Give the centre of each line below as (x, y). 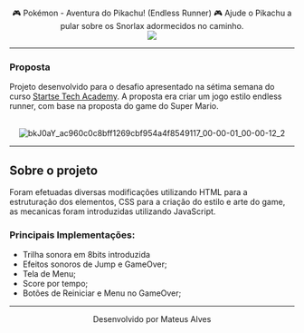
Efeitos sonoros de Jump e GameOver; (95, 264)
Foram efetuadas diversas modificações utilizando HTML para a (128, 192)
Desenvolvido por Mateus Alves (152, 319)
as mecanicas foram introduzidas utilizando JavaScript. (113, 211)
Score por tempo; (55, 284)
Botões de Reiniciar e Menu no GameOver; (102, 293)
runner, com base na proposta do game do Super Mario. (114, 106)
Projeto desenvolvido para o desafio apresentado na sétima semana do (142, 87)
